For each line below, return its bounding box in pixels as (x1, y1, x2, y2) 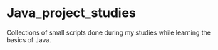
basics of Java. (6, 35, 51, 44)
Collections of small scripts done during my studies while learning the (6, 28, 212, 37)
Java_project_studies (6, 5, 137, 21)
